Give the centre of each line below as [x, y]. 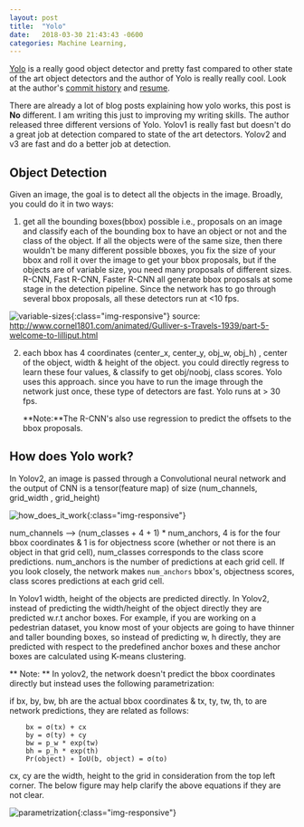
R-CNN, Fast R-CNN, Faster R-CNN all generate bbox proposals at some [157, 279]
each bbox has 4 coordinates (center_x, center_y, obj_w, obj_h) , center [155, 353]
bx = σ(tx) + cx [57, 727]
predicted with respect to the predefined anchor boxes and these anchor [145, 646]
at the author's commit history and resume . [90, 88]
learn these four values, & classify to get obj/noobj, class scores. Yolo [152, 372]
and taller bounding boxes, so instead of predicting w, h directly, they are [145, 637]
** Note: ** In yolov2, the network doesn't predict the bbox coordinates [142, 673]
